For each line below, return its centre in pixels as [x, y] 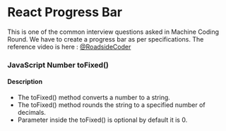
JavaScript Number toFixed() [58, 65]
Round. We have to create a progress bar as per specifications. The [106, 39]
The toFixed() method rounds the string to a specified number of [112, 105]
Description [25, 82]
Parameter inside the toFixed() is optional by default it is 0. [102, 120]
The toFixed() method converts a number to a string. [94, 98]
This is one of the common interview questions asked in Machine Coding [113, 32]
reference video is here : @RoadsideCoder [69, 46]
